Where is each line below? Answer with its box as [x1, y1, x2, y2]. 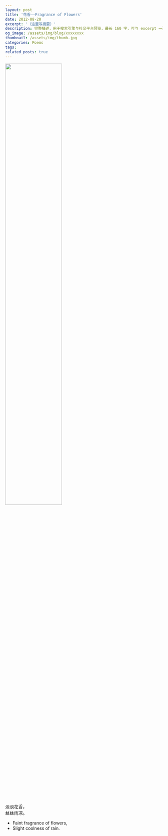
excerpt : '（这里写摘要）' [5, 21, 56, 27]
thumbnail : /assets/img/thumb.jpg [5, 36, 77, 41]
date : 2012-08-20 [5, 17, 41, 22]
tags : [5, 45, 16, 50]
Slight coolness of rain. [12, 825, 60, 831]
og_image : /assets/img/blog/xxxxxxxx [5, 31, 84, 36]
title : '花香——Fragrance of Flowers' [5, 12, 82, 17]
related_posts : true [5, 49, 48, 54]
